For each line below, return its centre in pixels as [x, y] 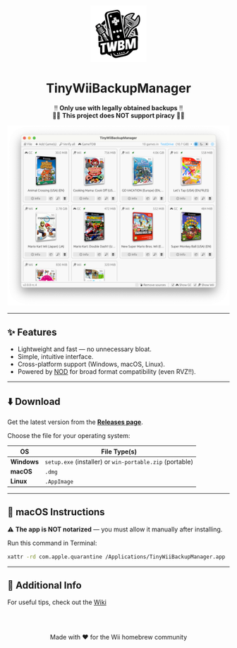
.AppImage [59, 482]
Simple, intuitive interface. [55, 357]
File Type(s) [119, 452]
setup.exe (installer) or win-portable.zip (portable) [119, 461]
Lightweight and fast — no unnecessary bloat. [84, 349]
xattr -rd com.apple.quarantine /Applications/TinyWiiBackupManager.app [116, 557]
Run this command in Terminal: [52, 543]
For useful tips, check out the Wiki [57, 602]
